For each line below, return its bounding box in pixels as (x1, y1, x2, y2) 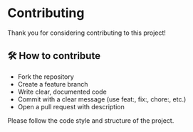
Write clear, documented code (17, 87, 107, 96)
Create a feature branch (17, 79, 88, 88)
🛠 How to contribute (7, 50, 101, 62)
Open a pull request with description (17, 102, 125, 111)
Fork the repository (17, 72, 75, 81)
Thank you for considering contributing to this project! (7, 28, 166, 37)
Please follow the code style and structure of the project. (7, 116, 174, 125)
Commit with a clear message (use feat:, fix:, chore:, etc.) (17, 94, 187, 104)
